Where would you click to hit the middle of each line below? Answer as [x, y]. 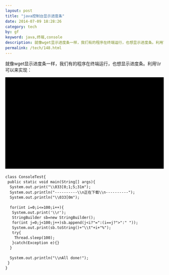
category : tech [21, 27]
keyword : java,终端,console [34, 37]
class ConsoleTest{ [26, 177]
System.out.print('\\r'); [39, 212]
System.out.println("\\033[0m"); [45, 197]
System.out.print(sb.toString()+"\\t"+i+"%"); [62, 228]
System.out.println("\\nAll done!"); [49, 258]
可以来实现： [18, 70]
